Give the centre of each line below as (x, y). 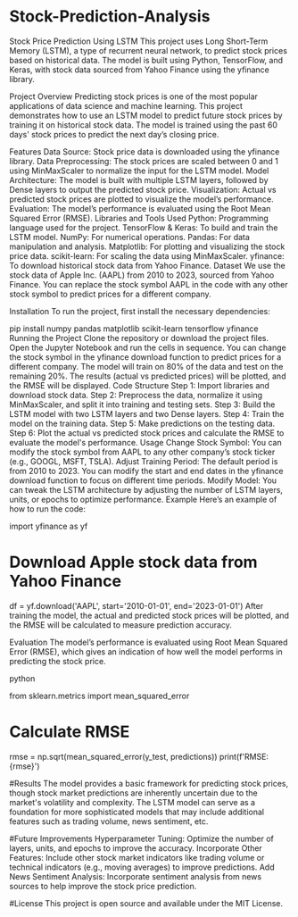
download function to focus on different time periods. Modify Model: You (143, 480)
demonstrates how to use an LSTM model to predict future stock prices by (146, 115)
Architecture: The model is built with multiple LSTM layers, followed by (139, 179)
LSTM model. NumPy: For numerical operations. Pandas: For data (129, 237)
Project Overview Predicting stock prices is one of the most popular (134, 96)
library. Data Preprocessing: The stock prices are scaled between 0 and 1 (144, 161)
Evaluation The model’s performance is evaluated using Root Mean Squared (149, 642)
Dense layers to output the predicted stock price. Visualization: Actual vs (143, 189)
